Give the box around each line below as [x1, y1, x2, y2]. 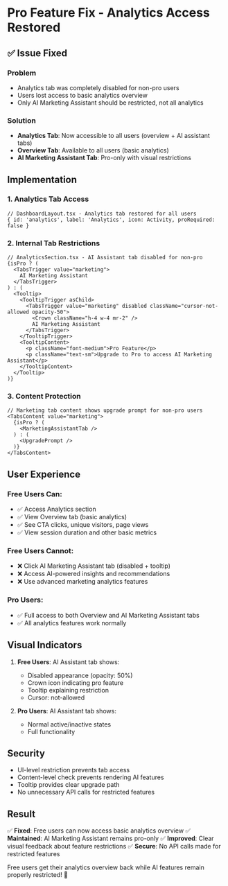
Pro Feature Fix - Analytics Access [7, 5, 210, 21]
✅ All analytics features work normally [17, 618, 127, 627]
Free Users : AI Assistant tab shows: [17, 657, 120, 666]
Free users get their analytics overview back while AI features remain [7, 863, 204, 871]
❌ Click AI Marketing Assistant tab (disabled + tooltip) [17, 562, 171, 570]
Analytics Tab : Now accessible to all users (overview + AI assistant [17, 132, 210, 140]
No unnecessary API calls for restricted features [17, 788, 155, 797]
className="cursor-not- [150, 303, 218, 310]
